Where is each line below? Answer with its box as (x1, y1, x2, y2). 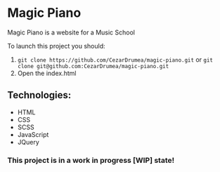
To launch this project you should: (7, 41, 105, 50)
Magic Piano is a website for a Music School (7, 28, 136, 37)
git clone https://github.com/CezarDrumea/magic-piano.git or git (17, 55, 213, 64)
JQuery (17, 138, 40, 146)
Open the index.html (17, 69, 77, 77)
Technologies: (7, 89, 72, 101)
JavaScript (17, 130, 49, 138)
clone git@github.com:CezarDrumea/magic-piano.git (17, 62, 169, 70)
